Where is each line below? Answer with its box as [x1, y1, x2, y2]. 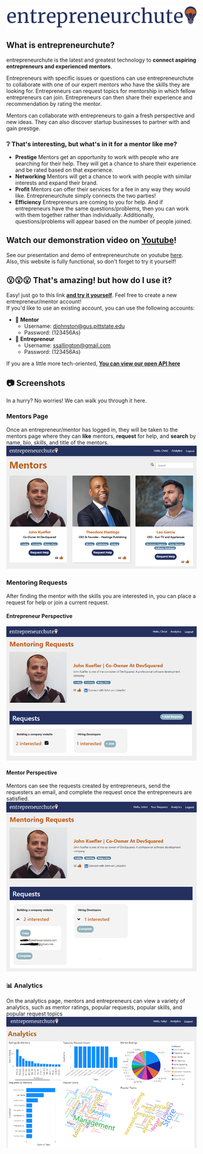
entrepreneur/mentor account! [6, 298, 82, 305]
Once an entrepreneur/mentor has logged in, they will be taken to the [6, 426, 178, 433]
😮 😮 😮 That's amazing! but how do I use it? [6, 275, 172, 285]
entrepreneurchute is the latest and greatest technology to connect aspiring [6, 56, 196, 64]
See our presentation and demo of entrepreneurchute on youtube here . [6, 251, 184, 258]
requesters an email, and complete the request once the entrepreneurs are [6, 789, 192, 796]
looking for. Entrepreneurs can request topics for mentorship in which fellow [6, 87, 196, 94]
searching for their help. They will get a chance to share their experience [14, 160, 196, 167]
